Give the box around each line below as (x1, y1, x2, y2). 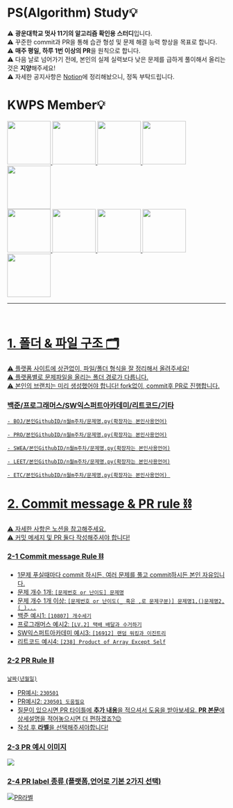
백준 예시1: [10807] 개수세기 (17, 612, 92, 620)
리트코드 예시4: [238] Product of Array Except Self (17, 637, 166, 646)
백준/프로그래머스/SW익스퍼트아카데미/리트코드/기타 (7, 400, 175, 410)
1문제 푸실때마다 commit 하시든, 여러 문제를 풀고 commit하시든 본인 (17, 571, 201, 579)
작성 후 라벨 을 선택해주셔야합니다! (17, 723, 109, 731)
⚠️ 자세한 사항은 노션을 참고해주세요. (7, 525, 106, 533)
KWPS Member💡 (7, 97, 105, 113)
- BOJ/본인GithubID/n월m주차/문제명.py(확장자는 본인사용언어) (7, 418, 168, 425)
